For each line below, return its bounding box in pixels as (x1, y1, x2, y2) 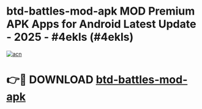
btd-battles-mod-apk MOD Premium (6, 4, 195, 18)
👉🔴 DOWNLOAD (6, 73, 94, 86)
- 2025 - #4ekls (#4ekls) (6, 30, 133, 44)
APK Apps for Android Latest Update (6, 17, 196, 31)
